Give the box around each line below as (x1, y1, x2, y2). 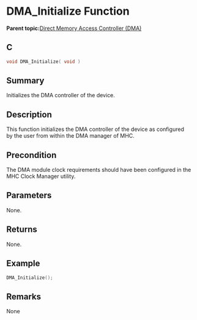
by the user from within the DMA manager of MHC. (6, 132, 135, 140)
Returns (6, 225, 38, 235)
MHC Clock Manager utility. (6, 173, 76, 180)
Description (6, 109, 52, 120)
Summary (6, 75, 45, 86)
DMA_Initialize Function (6, 4, 130, 18)
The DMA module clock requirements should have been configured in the (6, 166, 191, 174)
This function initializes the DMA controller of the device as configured (6, 125, 185, 133)
